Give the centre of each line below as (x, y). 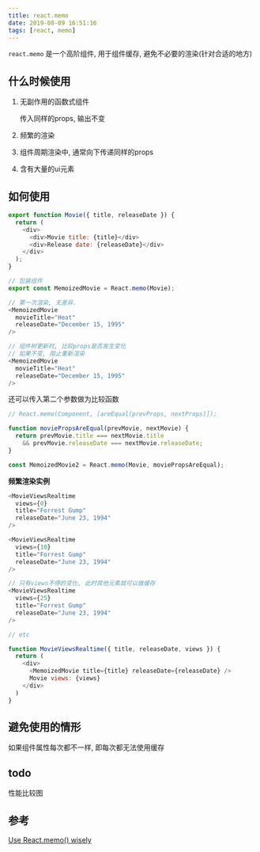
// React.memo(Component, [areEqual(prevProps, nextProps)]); (113, 414)
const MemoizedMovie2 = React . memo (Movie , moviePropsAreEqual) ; (116, 465)
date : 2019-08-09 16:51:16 (53, 23)
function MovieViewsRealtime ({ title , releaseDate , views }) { (115, 649)
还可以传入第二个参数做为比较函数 (64, 399)
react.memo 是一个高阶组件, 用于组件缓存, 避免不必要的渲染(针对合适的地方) (130, 54)
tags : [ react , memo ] (42, 30)
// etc (19, 634)
